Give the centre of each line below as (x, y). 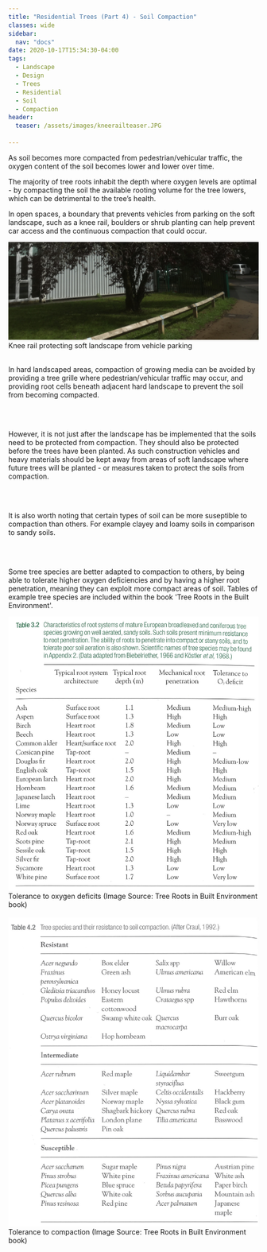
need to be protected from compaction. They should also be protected (124, 442)
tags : (17, 59)
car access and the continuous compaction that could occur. (108, 231)
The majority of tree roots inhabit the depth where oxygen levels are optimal (132, 181)
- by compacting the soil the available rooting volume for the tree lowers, (127, 190)
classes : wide (32, 25)
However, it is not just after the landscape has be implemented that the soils (132, 434)
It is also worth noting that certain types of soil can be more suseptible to (128, 515)
